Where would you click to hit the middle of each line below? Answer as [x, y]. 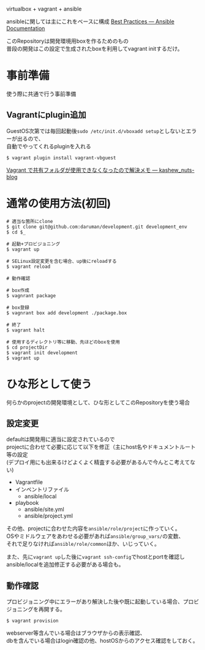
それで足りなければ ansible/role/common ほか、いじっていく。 [83, 544]
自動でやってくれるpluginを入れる [49, 146]
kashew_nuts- [177, 170]
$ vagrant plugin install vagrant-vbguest [61, 158]
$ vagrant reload [28, 266]
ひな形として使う [49, 384]
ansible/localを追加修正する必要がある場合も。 [65, 565]
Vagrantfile [29, 482]
